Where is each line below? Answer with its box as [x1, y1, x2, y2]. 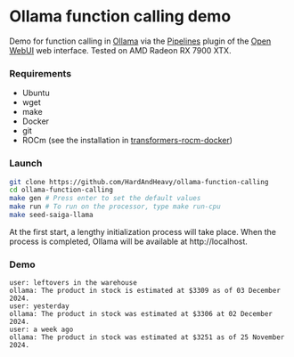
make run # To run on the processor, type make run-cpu [9, 202, 221, 211]
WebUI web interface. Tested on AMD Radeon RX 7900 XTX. [9, 45, 232, 55]
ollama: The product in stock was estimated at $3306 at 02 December [9, 310, 274, 319]
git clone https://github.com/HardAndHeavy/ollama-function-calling [9, 177, 269, 186]
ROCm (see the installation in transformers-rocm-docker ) [21, 135, 233, 146]
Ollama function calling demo [9, 6, 232, 27]
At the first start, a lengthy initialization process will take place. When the [9, 226, 276, 237]
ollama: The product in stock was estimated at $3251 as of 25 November [9, 333, 285, 342]
